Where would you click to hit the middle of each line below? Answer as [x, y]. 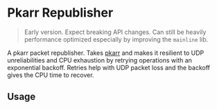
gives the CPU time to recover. [51, 75]
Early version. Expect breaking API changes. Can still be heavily [115, 32]
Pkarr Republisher [60, 13]
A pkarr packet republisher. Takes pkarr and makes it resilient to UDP [106, 53]
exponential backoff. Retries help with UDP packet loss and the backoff [108, 67]
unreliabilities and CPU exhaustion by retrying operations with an [100, 60]
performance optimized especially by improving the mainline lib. [116, 39]
